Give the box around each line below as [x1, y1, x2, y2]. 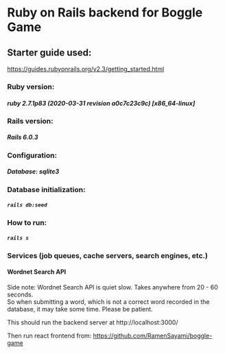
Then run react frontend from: [7, 331, 92, 340]
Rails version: [7, 116, 54, 126]
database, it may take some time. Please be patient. [7, 305, 153, 313]
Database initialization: [7, 185, 86, 194]
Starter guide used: [7, 47, 92, 58]
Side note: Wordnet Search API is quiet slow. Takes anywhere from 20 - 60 [7, 283, 218, 291]
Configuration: [7, 150, 57, 160]
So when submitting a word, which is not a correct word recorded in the [7, 297, 210, 306]
